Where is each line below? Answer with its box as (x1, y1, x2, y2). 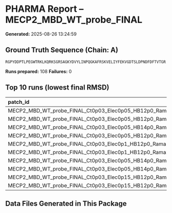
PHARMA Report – (5, 3, 84, 15)
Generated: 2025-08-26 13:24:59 (5, 31, 77, 37)
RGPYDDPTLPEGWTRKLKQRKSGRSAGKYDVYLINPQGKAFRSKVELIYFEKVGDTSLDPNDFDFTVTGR (5, 59, 166, 65)
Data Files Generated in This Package (5, 199, 127, 208)
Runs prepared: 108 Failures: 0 (5, 68, 72, 74)
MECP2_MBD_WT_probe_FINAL (5, 14, 142, 26)
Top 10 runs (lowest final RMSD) (5, 83, 110, 92)
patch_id (8, 98, 30, 105)
